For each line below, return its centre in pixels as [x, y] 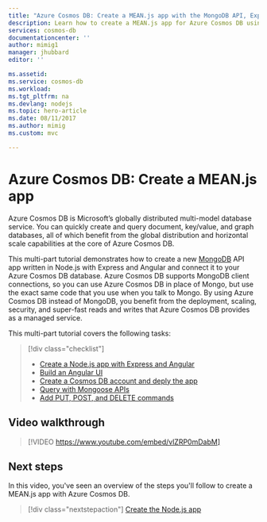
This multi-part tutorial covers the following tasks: [90, 333]
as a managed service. [45, 317]
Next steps [36, 466]
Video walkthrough [56, 422]
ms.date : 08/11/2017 [43, 119]
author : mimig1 [33, 45]
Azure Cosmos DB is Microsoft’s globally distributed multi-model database [130, 218]
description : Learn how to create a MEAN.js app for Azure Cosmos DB [126, 23]
